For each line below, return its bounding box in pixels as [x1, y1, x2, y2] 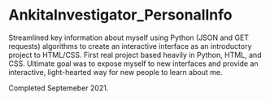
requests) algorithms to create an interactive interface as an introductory [8, 41, 252, 50]
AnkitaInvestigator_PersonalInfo [8, 6, 233, 24]
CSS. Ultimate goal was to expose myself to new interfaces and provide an [8, 59, 259, 68]
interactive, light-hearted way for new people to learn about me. [8, 67, 223, 77]
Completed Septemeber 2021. [8, 83, 109, 93]
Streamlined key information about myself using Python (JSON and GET [8, 33, 250, 42]
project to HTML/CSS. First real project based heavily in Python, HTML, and [8, 50, 262, 59]
